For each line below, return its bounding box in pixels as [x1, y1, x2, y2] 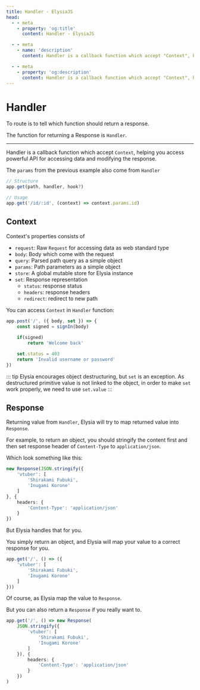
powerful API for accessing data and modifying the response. [6, 155, 157, 162]
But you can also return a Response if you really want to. [6, 606, 142, 614]
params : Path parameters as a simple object [14, 263, 121, 270]
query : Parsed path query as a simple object [14, 257, 123, 264]
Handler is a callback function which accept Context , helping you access [6, 149, 185, 156]
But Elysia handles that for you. [6, 526, 83, 534]
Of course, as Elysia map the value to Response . [6, 594, 122, 602]
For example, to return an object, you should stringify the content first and [6, 436, 187, 443]
